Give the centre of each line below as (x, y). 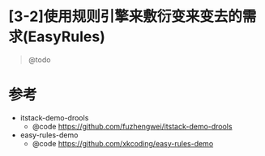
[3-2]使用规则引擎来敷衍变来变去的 (126, 17)
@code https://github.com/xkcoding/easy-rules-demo (123, 143)
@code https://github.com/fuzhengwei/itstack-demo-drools (132, 126)
